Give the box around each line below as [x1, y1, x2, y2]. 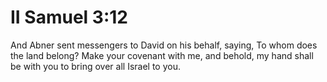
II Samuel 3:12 [10, 6, 128, 29]
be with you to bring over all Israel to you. [10, 60, 181, 72]
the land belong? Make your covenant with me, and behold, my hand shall [10, 49, 314, 61]
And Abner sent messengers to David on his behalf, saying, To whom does [10, 39, 318, 51]
